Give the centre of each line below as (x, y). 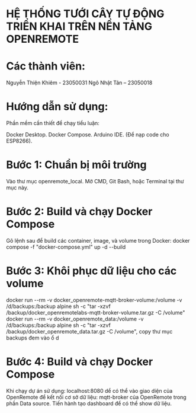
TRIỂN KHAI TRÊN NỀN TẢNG (79, 26)
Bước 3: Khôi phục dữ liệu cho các (91, 271)
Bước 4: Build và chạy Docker (80, 362)
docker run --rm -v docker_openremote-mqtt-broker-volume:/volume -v (94, 300)
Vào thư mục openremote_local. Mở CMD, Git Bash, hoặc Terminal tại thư (95, 181)
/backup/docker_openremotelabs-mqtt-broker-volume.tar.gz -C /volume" (96, 312)
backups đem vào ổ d (33, 338)
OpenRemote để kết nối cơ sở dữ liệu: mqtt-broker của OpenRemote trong (96, 397)
